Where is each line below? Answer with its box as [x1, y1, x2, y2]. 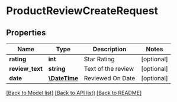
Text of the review [83, 65, 134, 73]
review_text [9, 65, 43, 73]
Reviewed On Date [83, 74, 136, 82]
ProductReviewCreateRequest [6, 4, 159, 18]
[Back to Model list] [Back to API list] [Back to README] [6, 90, 142, 96]
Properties [6, 28, 46, 38]
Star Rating [83, 55, 115, 63]
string [48, 65, 66, 73]
